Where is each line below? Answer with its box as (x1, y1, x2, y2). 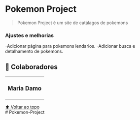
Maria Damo (7, 85, 42, 92)
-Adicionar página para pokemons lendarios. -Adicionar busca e (5, 43, 136, 49)
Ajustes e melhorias (5, 32, 54, 39)
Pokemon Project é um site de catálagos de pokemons (17, 20, 128, 26)
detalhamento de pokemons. (5, 48, 63, 55)
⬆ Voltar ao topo (5, 104, 40, 110)
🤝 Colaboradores (5, 62, 58, 71)
